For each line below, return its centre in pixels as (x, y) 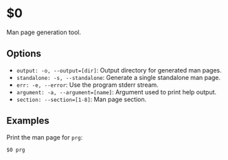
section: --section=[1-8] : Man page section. (81, 99)
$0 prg (16, 150)
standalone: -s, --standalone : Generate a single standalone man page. (118, 77)
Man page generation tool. (44, 32)
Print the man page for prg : (45, 137)
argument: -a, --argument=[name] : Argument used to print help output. (116, 92)
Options (24, 54)
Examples (28, 121)
